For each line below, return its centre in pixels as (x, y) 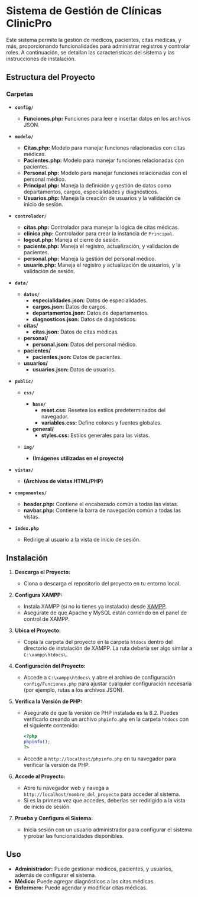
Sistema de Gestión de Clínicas (84, 11)
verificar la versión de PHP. (57, 765)
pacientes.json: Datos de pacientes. (77, 357)
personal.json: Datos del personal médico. (85, 344)
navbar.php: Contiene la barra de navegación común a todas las (102, 510)
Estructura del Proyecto (51, 77)
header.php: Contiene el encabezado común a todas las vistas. (101, 504)
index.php (27, 528)
